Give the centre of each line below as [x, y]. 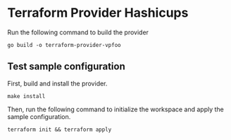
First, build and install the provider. [57, 83]
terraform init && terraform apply [60, 129]
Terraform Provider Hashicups [98, 13]
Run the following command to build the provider [78, 32]
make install [26, 96]
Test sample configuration [66, 67]
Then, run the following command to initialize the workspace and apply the [115, 109]
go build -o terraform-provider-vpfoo [64, 45]
